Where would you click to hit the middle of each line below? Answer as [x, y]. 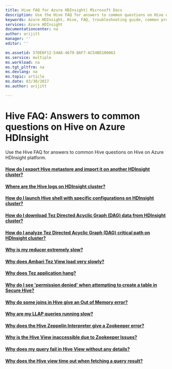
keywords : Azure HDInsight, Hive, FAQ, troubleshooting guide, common [82, 20]
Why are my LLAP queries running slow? [49, 314]
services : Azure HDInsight [34, 24]
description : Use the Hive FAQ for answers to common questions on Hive [84, 15]
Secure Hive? [20, 290]
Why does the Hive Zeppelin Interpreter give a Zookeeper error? [75, 325]
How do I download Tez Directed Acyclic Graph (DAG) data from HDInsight [85, 216]
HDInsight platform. [26, 158]
